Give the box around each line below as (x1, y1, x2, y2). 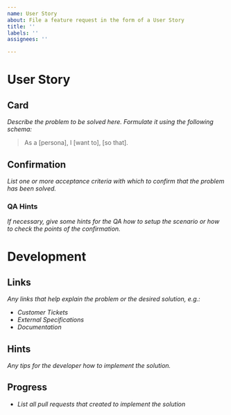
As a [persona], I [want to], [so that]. (24, 139, 128, 147)
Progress (7, 382, 47, 394)
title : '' (7, 23, 36, 30)
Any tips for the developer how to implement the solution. (7, 362, 171, 370)
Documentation (17, 323, 62, 331)
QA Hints (7, 202, 38, 211)
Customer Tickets (17, 308, 68, 317)
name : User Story (7, 10, 58, 17)
